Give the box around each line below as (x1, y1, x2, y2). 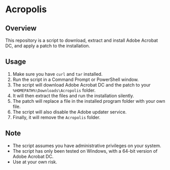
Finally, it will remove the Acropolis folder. (12, 114, 100, 120)
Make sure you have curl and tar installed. (12, 71, 103, 77)
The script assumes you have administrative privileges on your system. (12, 143, 161, 149)
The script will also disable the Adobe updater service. (12, 108, 127, 115)
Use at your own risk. (12, 159, 57, 165)
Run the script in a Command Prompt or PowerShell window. (12, 76, 139, 82)
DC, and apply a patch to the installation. (5, 43, 90, 49)
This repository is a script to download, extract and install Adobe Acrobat (5, 37, 158, 43)
